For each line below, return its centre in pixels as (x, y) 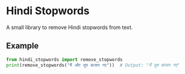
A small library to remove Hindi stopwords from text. (69, 27)
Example (22, 46)
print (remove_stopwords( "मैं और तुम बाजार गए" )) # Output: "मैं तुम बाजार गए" (93, 65)
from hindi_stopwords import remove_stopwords (64, 59)
